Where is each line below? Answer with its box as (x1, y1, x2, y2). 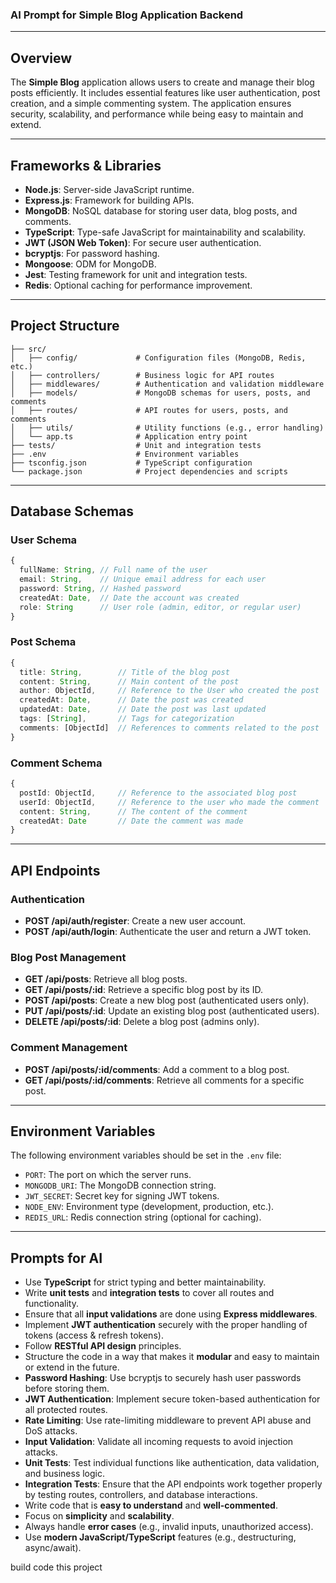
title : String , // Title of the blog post (19, 667, 230, 677)
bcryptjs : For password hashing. (24, 247, 160, 259)
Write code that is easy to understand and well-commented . (24, 1499, 278, 1512)
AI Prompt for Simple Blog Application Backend (10, 8, 244, 22)
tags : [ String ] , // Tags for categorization (19, 714, 235, 724)
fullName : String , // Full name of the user (19, 565, 208, 575)
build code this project (10, 1561, 103, 1573)
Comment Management (10, 1041, 128, 1055)
